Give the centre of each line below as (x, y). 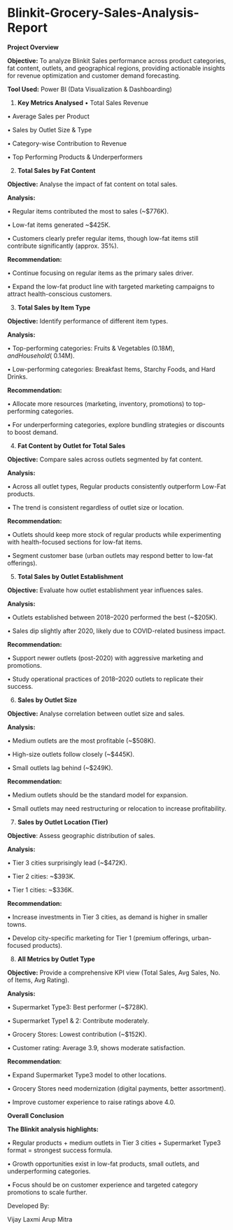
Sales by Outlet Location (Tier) (63, 822)
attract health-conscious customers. (60, 294)
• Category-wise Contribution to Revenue (67, 143)
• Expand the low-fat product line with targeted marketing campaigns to (111, 286)
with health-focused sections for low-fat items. (75, 542)
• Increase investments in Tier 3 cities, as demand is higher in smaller (107, 917)
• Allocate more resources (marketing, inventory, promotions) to (100, 403)
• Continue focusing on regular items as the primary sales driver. (100, 273)
